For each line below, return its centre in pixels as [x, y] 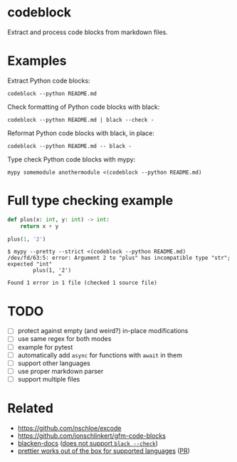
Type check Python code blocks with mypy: [72, 159]
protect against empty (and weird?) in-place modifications [103, 331]
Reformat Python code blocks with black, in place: [81, 133]
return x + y [39, 226]
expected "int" [30, 264]
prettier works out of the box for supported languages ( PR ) [104, 451]
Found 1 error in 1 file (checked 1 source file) [83, 283]
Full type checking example [90, 201]
